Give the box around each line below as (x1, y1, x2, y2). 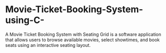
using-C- (5, 14, 45, 26)
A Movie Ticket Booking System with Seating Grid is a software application (5, 31, 161, 37)
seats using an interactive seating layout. (5, 42, 91, 48)
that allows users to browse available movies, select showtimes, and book (5, 37, 160, 43)
